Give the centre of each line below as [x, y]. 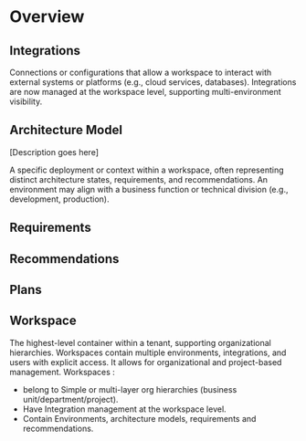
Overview [47, 17]
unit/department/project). [70, 399]
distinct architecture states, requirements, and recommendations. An [138, 179]
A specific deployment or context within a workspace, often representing [147, 170]
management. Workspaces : [63, 372]
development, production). [59, 199]
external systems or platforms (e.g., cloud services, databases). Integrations [153, 82]
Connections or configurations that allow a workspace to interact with [141, 72]
